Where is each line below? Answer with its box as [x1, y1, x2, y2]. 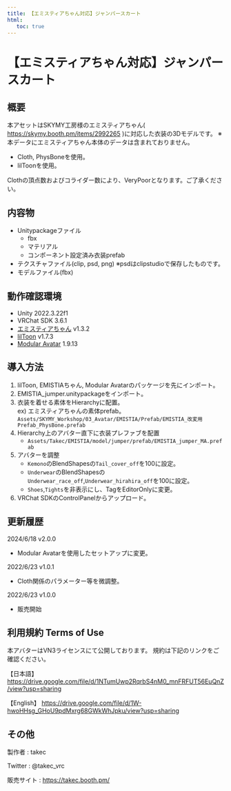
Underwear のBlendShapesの [27, 468, 106, 476]
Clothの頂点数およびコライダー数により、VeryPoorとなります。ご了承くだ [7, 176, 217, 185]
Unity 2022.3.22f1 [17, 309, 68, 317]
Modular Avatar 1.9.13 [17, 340, 78, 348]
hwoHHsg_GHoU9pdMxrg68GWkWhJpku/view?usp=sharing [7, 707, 179, 715]
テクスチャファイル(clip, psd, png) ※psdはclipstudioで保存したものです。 [17, 260, 224, 268]
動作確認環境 [7, 290, 62, 302]
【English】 [7, 699, 40, 707]
